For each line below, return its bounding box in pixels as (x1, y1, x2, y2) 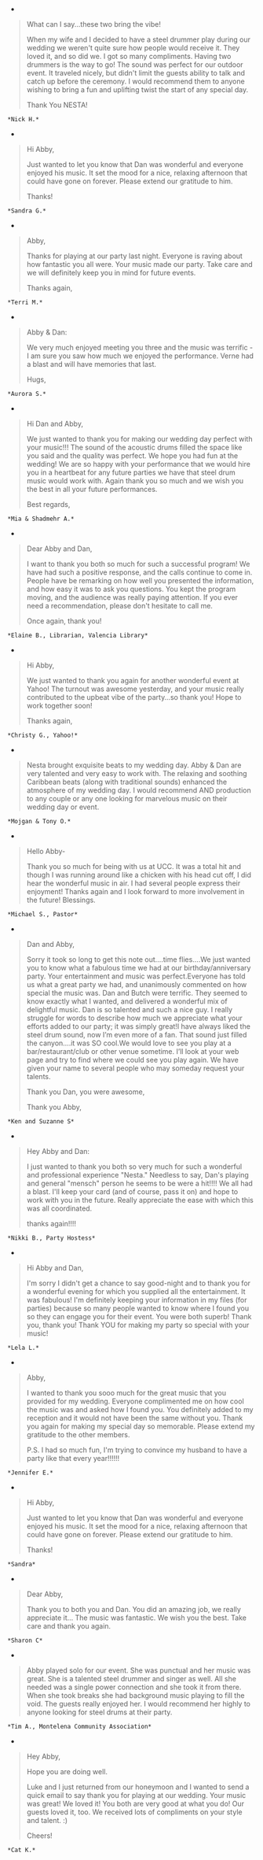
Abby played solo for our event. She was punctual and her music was (26, 1666, 251, 1675)
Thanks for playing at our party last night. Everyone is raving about (26, 251, 243, 261)
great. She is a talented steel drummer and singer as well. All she (26, 1674, 237, 1683)
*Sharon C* (7, 1636, 43, 1644)
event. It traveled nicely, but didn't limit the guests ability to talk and (26, 68, 245, 77)
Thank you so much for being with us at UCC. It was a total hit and (26, 862, 241, 871)
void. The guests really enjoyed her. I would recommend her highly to (26, 1699, 251, 1708)
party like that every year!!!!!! (26, 1454, 120, 1462)
